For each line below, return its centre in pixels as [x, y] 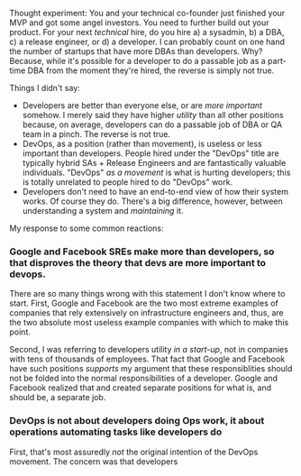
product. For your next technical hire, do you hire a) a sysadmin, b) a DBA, [147, 32]
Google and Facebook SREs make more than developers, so [142, 252]
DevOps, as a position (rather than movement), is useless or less [142, 144]
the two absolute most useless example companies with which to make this [149, 323]
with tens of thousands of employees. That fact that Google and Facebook [147, 359]
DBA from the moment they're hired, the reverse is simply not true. [151, 70]
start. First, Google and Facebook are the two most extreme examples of [144, 303]
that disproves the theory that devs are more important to [138, 262]
